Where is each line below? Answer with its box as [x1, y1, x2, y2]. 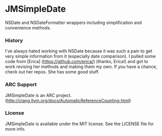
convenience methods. [5, 24, 51, 30]
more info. [5, 126, 26, 132]
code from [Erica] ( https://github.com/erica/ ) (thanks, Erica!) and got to [5, 59, 148, 65]
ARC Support [5, 81, 37, 88]
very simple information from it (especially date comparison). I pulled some [5, 53, 156, 59]
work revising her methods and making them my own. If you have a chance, [5, 64, 158, 69]
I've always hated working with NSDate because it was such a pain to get [5, 48, 153, 54]
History [5, 37, 23, 44]
